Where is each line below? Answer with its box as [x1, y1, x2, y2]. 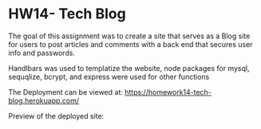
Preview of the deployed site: [8, 111, 105, 120]
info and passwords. [8, 48, 76, 57]
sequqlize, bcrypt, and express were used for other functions [8, 72, 210, 81]
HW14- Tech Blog [8, 5, 126, 23]
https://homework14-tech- [125, 87, 212, 96]
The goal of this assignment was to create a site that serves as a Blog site [8, 31, 251, 41]
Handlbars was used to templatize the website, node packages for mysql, [8, 63, 250, 72]
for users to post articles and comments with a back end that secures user [8, 39, 253, 49]
